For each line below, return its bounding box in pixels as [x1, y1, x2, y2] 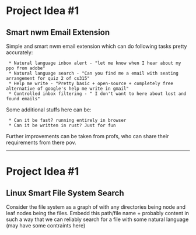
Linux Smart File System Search [6, 188, 124, 198]
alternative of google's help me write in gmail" [6, 86, 129, 92]
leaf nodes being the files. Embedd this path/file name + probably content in [6, 210, 190, 216]
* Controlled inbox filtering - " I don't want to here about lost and [8, 91, 187, 97]
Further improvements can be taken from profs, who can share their [6, 133, 169, 139]
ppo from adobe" [6, 65, 45, 71]
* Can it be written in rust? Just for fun [8, 122, 116, 128]
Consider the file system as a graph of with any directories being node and [6, 204, 185, 211]
